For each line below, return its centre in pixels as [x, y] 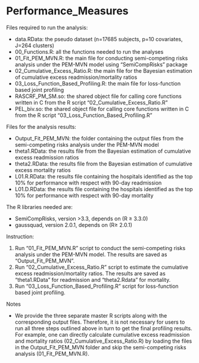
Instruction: [20, 236]
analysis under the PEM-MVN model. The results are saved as [91, 254]
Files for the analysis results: [41, 127]
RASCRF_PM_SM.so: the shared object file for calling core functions [98, 96]
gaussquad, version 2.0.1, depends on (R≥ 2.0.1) [74, 224]
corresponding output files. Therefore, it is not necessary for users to [100, 322]
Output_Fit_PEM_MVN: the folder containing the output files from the [99, 138]
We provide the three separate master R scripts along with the [91, 315]
